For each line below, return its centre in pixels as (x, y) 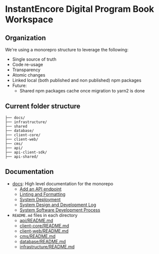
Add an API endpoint (40, 189)
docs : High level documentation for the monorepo (63, 183)
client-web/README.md (44, 231)
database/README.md (43, 241)
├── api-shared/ (22, 157)
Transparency (26, 70)
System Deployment (40, 199)
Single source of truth (34, 59)
